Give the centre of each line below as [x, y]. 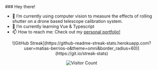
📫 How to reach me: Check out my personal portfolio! [66, 32]
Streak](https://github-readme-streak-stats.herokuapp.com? [91, 43]
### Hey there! [20, 7]
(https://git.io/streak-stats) [82, 53]
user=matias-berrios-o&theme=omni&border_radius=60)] [82, 48]
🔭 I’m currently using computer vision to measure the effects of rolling [82, 16]
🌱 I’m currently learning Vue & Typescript [53, 26]
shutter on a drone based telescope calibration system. [67, 21]
